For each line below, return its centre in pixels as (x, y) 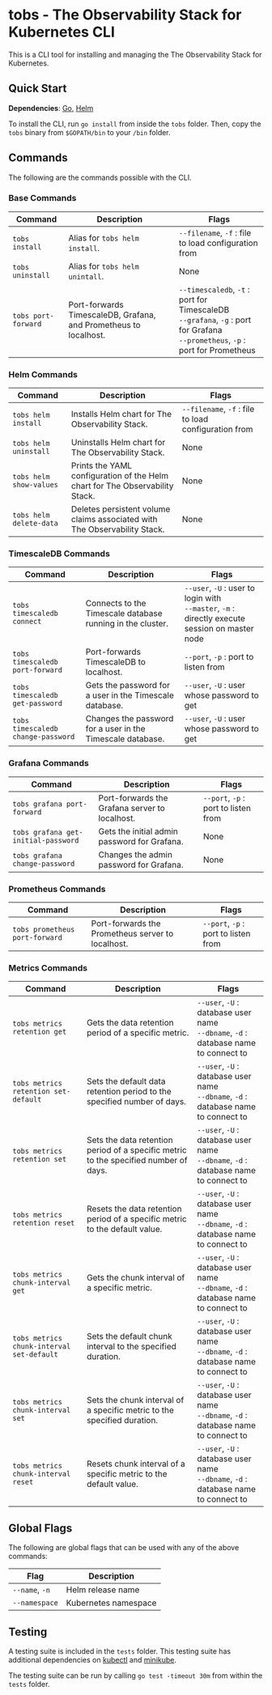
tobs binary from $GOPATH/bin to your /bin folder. (90, 132)
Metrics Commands (48, 967)
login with (203, 598)
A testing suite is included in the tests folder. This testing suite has (120, 1651)
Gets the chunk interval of (136, 1278)
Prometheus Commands (57, 889)
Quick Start (38, 89)
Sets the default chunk (129, 1336)
